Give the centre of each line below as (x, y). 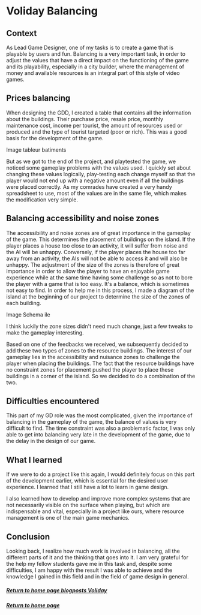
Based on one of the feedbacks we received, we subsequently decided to (97, 344)
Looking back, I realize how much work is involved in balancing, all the (93, 551)
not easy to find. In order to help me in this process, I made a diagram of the (100, 290)
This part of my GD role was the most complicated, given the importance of (100, 415)
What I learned (34, 460)
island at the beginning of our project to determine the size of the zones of (98, 296)
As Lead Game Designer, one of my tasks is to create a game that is (90, 47)
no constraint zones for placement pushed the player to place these (90, 369)
